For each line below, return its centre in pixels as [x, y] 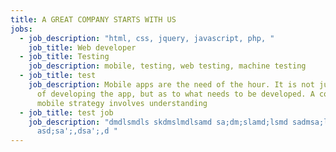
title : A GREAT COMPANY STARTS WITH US [93, 19]
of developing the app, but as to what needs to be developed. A [175, 94]
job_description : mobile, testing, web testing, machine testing [167, 66]
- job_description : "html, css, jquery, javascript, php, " [147, 38]
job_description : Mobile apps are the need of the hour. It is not [171, 85]
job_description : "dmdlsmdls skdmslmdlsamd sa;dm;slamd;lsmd [158, 122]
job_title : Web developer [82, 47]
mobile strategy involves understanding [122, 103]
